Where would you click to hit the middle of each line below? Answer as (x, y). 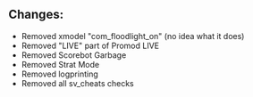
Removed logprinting (60, 74)
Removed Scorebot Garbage (74, 55)
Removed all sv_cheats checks (78, 83)
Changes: (36, 15)
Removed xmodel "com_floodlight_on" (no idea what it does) (133, 36)
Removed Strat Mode (60, 64)
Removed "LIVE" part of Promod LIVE (90, 45)
